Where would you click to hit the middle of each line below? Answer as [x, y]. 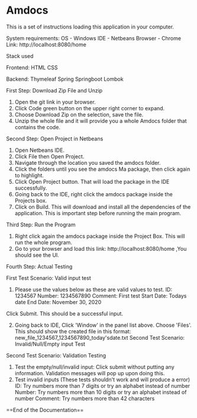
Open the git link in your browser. [55, 102]
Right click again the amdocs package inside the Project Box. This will [100, 236]
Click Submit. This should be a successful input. [64, 313]
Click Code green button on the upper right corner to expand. [90, 108]
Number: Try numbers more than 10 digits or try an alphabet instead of [101, 392]
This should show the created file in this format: [73, 331]
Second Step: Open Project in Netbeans [55, 138]
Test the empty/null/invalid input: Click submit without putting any [94, 367]
